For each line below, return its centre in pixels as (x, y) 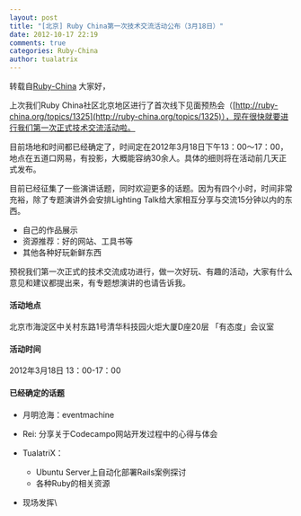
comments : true (38, 43)
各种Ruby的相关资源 (73, 483)
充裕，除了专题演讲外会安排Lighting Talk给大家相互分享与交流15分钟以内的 (147, 200)
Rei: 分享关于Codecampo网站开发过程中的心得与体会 (120, 433)
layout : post (34, 18)
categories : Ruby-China (54, 51)
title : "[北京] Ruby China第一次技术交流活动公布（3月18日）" (117, 26)
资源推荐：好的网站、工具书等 (77, 241)
